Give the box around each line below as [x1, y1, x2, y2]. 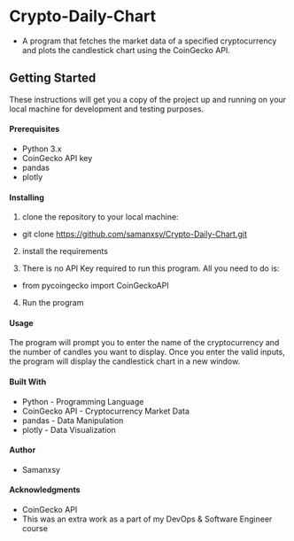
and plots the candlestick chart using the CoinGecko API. [21, 44, 230, 55]
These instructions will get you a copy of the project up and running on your [9, 94, 286, 104]
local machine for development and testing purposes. [9, 104, 205, 114]
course [21, 522, 49, 533]
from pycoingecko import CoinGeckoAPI [21, 281, 170, 291]
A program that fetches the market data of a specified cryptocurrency [21, 35, 277, 46]
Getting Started [9, 71, 97, 86]
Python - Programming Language [21, 396, 144, 406]
